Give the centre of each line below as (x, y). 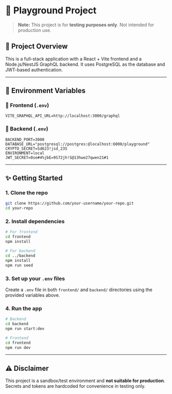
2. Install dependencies (35, 222)
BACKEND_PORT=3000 (25, 139)
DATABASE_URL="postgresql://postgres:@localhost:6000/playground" (78, 144)
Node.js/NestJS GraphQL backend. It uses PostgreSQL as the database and (85, 64)
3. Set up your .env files (35, 278)
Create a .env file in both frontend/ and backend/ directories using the (79, 290)
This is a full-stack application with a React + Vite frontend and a (73, 59)
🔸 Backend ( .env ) (27, 129)
